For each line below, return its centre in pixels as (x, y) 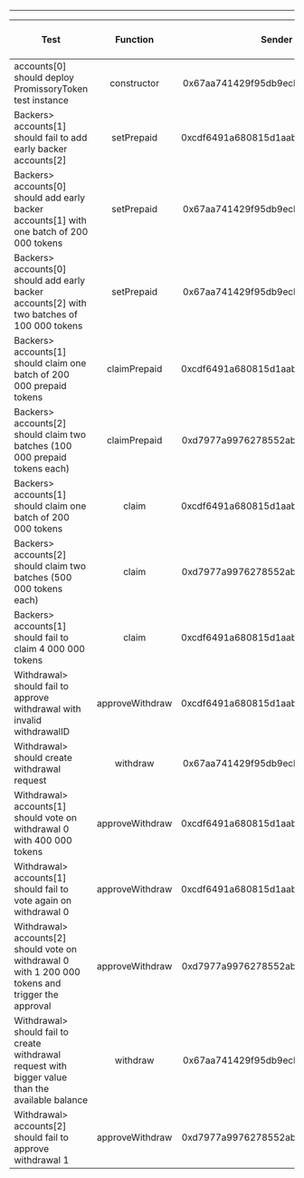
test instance (42, 100)
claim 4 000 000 (50, 649)
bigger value (41, 1077)
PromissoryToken (51, 89)
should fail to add (51, 137)
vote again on (43, 901)
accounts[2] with (51, 303)
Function (134, 39)
